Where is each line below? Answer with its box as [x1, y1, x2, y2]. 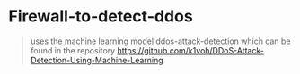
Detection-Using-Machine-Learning [30, 54, 163, 65]
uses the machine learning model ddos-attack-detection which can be [30, 36, 291, 46]
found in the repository [30, 45, 116, 55]
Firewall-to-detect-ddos [8, 6, 194, 27]
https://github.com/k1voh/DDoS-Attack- [117, 45, 264, 55]
